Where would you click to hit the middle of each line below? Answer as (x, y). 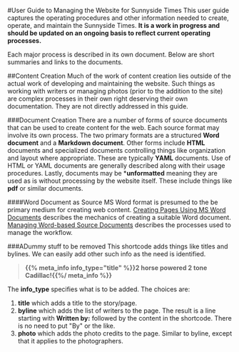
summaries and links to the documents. (65, 62)
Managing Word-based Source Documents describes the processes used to (119, 225)
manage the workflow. (40, 232)
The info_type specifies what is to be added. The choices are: (99, 289)
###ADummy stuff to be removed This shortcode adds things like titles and (118, 246)
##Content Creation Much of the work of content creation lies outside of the (119, 76)
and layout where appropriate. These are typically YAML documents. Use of (119, 158)
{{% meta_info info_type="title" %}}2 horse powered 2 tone (116, 268)
